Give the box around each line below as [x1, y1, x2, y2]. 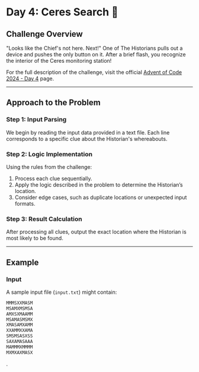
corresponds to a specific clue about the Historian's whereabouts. [6, 135, 168, 142]
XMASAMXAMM [6, 322, 33, 328]
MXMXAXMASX [6, 349, 33, 355]
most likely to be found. [6, 235, 63, 242]
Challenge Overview [6, 29, 83, 39]
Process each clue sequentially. [14, 175, 92, 182]
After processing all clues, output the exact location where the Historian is [6, 228, 187, 236]
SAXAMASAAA [6, 339, 33, 345]
